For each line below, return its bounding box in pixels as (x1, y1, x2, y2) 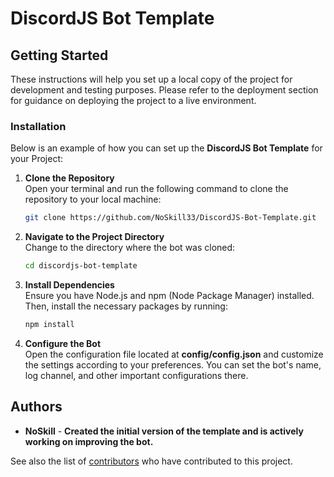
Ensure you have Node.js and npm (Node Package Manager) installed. (24, 290, 315, 302)
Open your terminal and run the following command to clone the (24, 183, 289, 195)
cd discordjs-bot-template (24, 261, 138, 271)
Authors (10, 398, 63, 416)
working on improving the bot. (24, 435, 154, 447)
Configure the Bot (24, 337, 102, 349)
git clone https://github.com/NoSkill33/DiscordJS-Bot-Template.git (24, 213, 317, 223)
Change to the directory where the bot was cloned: (24, 242, 236, 254)
